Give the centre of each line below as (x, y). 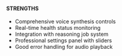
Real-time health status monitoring (58, 28)
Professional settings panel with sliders (63, 41)
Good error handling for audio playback (64, 47)
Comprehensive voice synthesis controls (65, 21)
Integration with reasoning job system (62, 34)
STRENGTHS (23, 8)
